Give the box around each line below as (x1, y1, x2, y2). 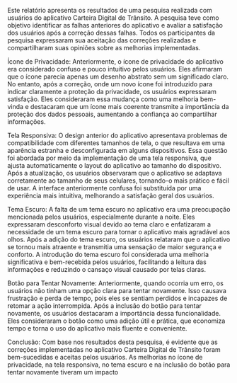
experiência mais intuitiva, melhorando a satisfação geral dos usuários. (7, 191, 214, 200)
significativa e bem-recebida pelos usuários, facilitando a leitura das (7, 258, 207, 266)
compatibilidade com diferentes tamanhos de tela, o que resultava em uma (7, 139, 225, 147)
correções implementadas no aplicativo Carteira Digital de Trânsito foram (7, 345, 221, 353)
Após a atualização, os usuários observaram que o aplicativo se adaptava (7, 169, 222, 177)
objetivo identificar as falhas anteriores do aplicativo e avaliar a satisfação (7, 21, 223, 29)
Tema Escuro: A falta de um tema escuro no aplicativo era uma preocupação (7, 205, 231, 213)
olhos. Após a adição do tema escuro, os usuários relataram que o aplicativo (7, 235, 231, 244)
